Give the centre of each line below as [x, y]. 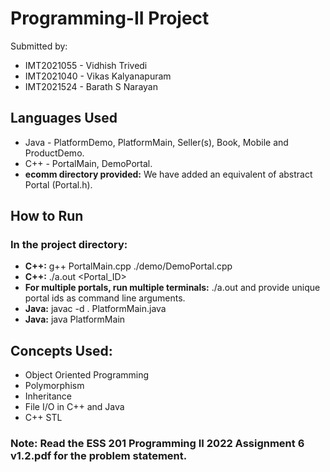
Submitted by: [39, 46]
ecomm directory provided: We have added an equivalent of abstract [168, 174]
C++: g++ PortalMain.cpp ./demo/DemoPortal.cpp [128, 266]
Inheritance [48, 396]
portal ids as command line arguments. [105, 298]
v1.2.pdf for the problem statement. [99, 456]
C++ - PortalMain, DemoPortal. [88, 163]
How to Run [47, 216]
